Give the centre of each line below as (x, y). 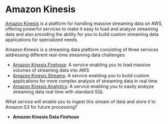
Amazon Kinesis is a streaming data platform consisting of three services (82, 49)
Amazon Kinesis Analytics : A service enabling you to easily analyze (83, 86)
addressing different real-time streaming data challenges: (66, 55)
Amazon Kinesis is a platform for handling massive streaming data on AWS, (84, 23)
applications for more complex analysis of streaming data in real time (85, 81)
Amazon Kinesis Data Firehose (46, 117)
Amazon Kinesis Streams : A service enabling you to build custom (81, 75)
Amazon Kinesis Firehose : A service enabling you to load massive (82, 65)
